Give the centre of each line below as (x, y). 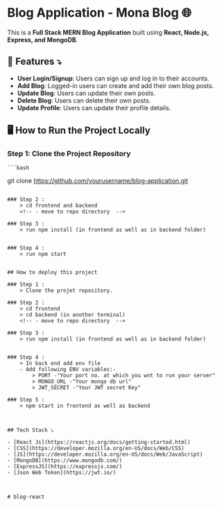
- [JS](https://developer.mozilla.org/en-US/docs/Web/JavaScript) (105, 455)
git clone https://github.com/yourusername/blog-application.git (98, 181)
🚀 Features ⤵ (35, 61)
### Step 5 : (26, 400)
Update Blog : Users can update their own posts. (86, 93)
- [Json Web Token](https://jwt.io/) (62, 473)
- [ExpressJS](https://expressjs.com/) (65, 467)
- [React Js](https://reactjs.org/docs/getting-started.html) (99, 442)
